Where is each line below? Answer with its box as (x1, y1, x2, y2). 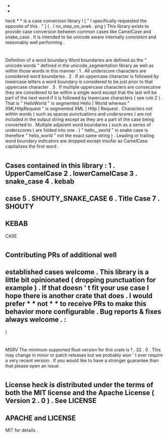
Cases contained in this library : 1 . (5, 161, 115, 170)
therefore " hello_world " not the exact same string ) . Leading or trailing (5, 132, 154, 139)
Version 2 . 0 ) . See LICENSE (5, 396, 97, 405)
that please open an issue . (5, 362, 62, 369)
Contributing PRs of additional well (5, 250, 117, 259)
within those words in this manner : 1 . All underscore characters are (5, 68, 146, 74)
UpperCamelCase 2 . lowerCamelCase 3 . (5, 169, 138, 177)
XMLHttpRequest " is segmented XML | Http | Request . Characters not (5, 105, 153, 112)
